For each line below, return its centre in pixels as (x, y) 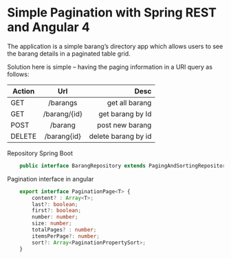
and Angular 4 (49, 27)
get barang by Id (125, 113)
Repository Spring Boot (40, 153)
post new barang (124, 125)
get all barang (129, 102)
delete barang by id (120, 136)
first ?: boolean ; (56, 211)
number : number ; (55, 217)
